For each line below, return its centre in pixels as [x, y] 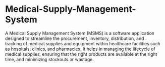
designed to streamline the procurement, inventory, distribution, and [75, 38]
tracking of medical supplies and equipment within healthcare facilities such [83, 43]
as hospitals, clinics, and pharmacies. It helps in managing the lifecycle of [80, 49]
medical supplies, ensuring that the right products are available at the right [81, 54]
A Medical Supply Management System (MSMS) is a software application [80, 33]
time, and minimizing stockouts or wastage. [50, 59]
